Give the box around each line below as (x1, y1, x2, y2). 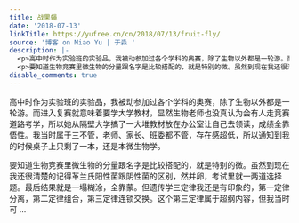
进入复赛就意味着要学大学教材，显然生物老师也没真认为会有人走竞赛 (39, 108, 290, 118)
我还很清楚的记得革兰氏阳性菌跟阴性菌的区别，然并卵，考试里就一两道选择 (9, 171, 282, 181)
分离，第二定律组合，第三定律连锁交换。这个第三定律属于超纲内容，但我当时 (9, 193, 290, 203)
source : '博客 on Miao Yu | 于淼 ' (9, 37, 136, 47)
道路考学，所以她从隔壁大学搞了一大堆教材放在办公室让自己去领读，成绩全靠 (9, 118, 290, 129)
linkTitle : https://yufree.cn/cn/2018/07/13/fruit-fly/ (9, 29, 221, 38)
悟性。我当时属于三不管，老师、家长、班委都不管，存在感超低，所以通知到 (9, 130, 282, 140)
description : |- (9, 46, 69, 55)
